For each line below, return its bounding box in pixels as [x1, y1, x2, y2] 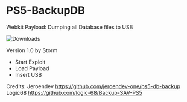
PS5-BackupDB [6, 4, 86, 17]
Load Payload [14, 64, 49, 72]
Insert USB [14, 71, 42, 78]
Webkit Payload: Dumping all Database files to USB [6, 23, 133, 31]
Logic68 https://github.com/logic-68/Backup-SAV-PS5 [6, 89, 143, 96]
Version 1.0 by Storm [6, 46, 58, 54]
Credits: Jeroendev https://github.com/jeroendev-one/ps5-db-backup [6, 82, 181, 90]
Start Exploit [14, 58, 46, 65]
